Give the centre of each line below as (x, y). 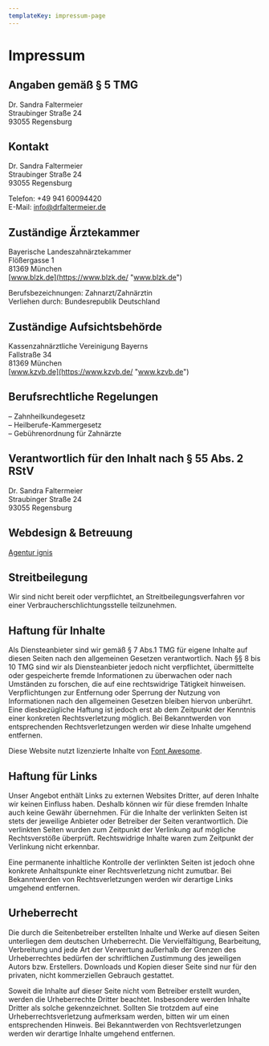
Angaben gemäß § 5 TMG (73, 85)
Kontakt (29, 147)
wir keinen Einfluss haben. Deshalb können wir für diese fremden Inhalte (128, 803)
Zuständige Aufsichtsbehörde (85, 327)
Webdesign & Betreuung (71, 533)
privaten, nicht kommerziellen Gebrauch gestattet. (91, 975)
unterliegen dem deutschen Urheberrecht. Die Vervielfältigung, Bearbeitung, (135, 941)
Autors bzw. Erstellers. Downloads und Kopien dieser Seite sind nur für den (132, 966)
